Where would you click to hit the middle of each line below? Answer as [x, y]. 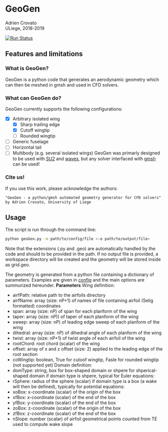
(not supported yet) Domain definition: [52, 365]
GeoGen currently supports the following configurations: [64, 109]
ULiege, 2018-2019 [25, 28]
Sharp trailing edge [40, 124]
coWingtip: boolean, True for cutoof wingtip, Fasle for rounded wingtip [86, 360]
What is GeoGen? [27, 68]
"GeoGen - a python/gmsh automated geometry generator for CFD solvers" [83, 198]
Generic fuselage [31, 142]
